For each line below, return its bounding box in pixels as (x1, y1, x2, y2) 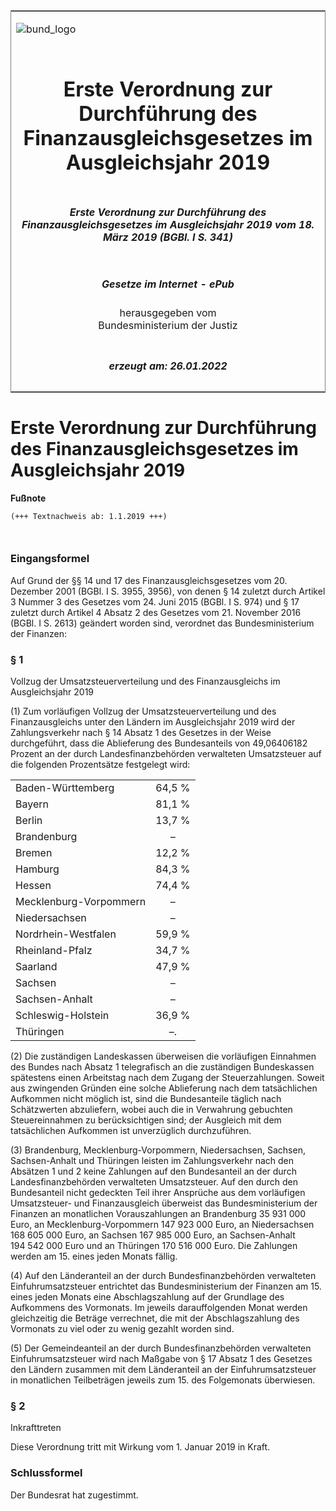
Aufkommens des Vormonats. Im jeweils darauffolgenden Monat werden (10, 1302, 308, 1314)
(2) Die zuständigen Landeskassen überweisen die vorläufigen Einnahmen (10, 1050, 317, 1063)
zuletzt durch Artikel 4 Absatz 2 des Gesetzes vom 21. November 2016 (10, 606, 302, 618)
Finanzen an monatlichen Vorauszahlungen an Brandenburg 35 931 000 (10, 1208, 307, 1220)
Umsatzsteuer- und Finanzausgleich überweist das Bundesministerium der (10, 1197, 318, 1209)
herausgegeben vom (119, 306, 217, 320)
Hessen (15, 879, 52, 893)
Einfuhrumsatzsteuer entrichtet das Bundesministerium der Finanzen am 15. (10, 1280, 322, 1293)
